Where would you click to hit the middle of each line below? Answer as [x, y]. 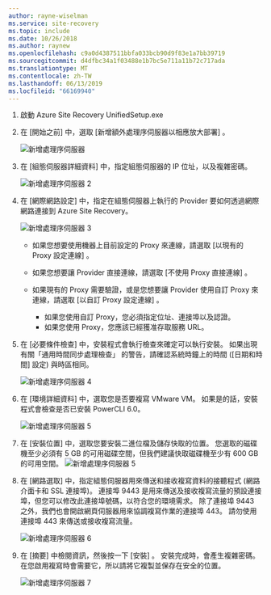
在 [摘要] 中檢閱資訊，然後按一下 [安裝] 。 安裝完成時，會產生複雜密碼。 [140, 555]
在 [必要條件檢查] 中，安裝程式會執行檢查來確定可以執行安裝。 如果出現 [139, 344]
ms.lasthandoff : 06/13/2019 [56, 83]
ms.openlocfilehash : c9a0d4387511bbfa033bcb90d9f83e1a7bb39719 [117, 53]
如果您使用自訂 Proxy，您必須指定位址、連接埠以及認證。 [140, 317]
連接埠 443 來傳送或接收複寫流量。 [78, 521]
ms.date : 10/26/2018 [43, 38]
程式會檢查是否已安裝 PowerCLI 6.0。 [82, 409]
